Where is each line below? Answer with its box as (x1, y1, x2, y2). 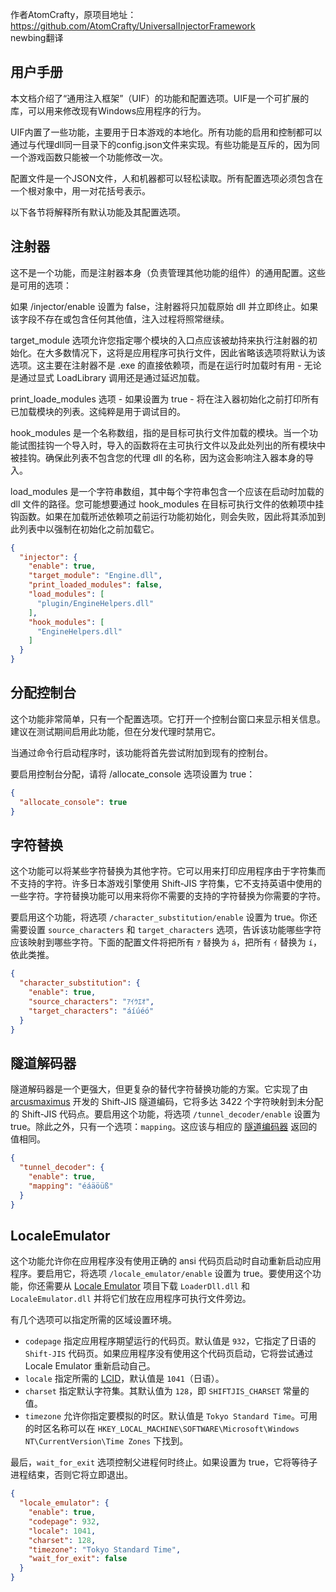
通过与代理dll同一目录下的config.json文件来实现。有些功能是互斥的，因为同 (10, 138, 320, 150)
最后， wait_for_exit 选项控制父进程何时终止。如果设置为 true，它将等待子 (10, 1456, 318, 1468)
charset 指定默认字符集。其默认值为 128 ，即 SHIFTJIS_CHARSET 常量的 (24, 1385, 310, 1397)
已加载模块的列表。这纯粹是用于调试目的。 (10, 405, 186, 417)
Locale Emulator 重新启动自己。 (24, 1360, 156, 1372)
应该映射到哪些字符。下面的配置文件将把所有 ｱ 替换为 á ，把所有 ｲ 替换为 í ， (10, 936, 322, 948)
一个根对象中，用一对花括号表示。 (10, 184, 151, 197)
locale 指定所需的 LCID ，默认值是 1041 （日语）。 (24, 1373, 225, 1385)
